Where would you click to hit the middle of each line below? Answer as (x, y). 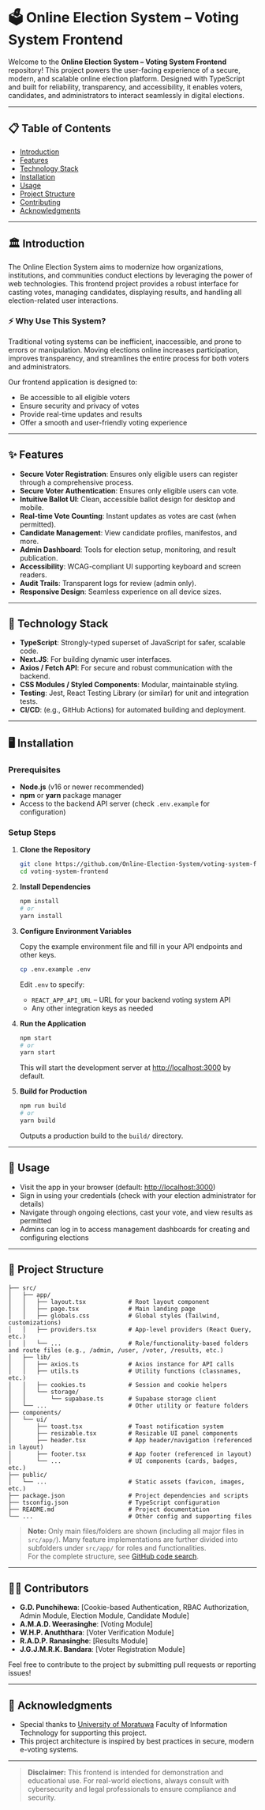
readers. (33, 574)
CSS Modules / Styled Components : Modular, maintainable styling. (129, 685)
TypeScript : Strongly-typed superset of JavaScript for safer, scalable (132, 643)
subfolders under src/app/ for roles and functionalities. (117, 1547)
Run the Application (53, 1023)
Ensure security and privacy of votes (79, 406)
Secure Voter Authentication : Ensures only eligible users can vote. (129, 490)
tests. (28, 701)
